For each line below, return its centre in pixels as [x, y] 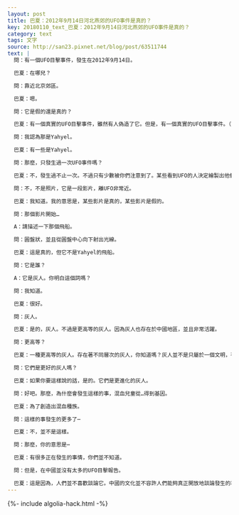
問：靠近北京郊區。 [38, 86]
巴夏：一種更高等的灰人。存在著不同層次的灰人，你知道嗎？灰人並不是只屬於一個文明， [122, 355]
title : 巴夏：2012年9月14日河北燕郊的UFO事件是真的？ [79, 21]
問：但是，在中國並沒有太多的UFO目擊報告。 [69, 470]
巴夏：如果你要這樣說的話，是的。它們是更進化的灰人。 [83, 381]
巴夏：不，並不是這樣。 [43, 432]
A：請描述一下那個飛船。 [45, 227]
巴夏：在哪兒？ [32, 73]
